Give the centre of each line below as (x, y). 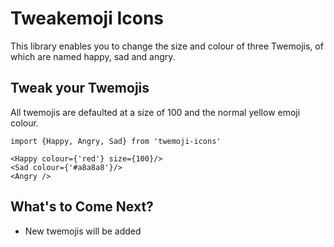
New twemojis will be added (83, 231)
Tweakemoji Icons (87, 18)
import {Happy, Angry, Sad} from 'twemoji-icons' (116, 141)
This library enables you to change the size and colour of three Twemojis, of (167, 46)
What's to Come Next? (82, 207)
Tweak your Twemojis (80, 88)
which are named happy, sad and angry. (93, 56)
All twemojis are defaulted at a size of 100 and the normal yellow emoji (155, 112)
